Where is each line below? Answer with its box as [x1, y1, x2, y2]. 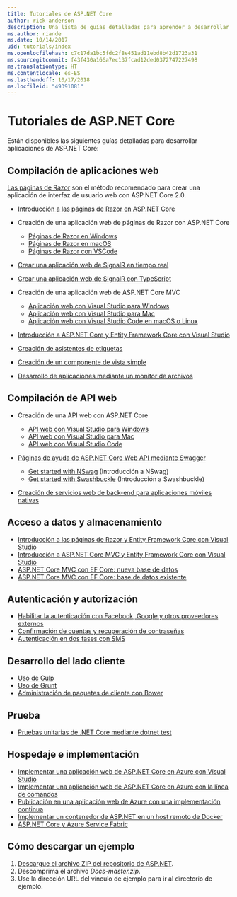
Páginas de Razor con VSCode [28, 247, 118, 255]
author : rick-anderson [7, 17, 74, 24]
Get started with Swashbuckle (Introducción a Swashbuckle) [28, 475, 205, 483]
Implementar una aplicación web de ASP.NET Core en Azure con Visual [17, 767, 226, 775]
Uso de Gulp [17, 673, 54, 683]
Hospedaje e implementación [7, 748, 139, 760]
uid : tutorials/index [7, 43, 71, 50]
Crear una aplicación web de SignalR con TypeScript [17, 274, 172, 283]
